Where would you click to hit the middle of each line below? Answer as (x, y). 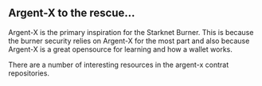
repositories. (29, 73)
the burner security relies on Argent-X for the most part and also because (129, 41)
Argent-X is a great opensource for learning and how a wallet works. (120, 49)
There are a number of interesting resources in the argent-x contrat (119, 64)
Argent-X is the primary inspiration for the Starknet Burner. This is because (131, 32)
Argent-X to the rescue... (72, 13)
